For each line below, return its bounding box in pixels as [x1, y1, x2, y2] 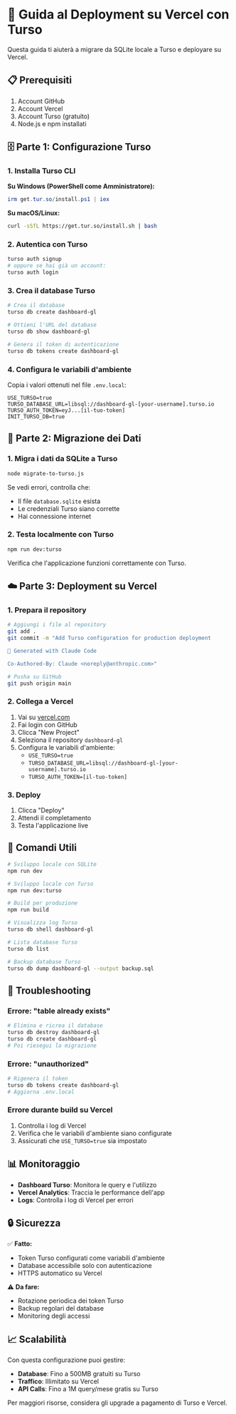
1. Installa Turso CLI [7, 166, 76, 176]
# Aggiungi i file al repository [7, 621, 107, 629]
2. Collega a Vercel [7, 696, 73, 706]
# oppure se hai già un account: [7, 262, 107, 269]
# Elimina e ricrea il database [7, 1022, 103, 1029]
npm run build [7, 907, 50, 914]
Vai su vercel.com [17, 713, 70, 721]
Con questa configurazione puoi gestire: [7, 1356, 126, 1364]
